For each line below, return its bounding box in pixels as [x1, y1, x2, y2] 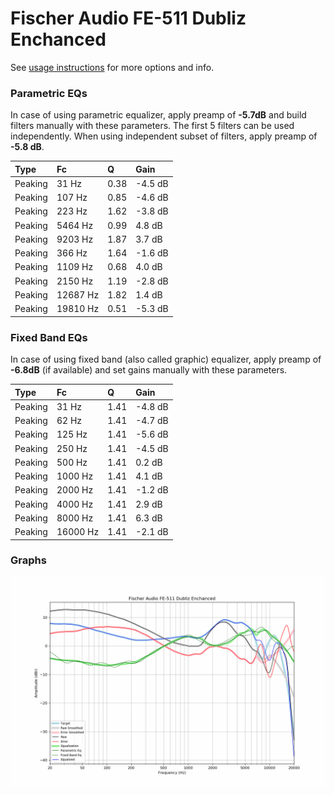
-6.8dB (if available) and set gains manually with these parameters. [10, 364, 288, 376]
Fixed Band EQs [10, 330, 88, 344]
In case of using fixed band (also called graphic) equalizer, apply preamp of [10, 353, 322, 366]
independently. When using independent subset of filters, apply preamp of [10, 130, 318, 142]
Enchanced [10, 28, 107, 51]
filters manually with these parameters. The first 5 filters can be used [10, 120, 295, 132]
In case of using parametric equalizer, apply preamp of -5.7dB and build [10, 109, 307, 121]
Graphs [10, 553, 47, 567]
